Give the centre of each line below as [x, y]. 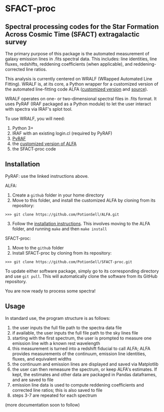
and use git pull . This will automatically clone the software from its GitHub [81, 276]
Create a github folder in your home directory [58, 195]
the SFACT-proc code [34, 149]
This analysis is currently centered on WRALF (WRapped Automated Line [79, 79]
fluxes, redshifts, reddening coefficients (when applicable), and [69, 64]
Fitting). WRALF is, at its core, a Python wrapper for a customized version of [82, 84]
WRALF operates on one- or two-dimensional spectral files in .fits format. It [81, 99]
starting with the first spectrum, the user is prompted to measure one [82, 338]
